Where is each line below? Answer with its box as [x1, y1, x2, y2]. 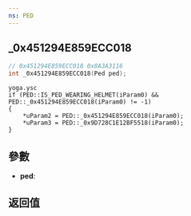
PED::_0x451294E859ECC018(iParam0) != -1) [8, 98, 152, 106]
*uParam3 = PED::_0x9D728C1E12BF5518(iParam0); [22, 119, 184, 128]
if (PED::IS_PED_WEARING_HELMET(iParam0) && [8, 91, 159, 100]
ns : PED [8, 11, 34, 20]
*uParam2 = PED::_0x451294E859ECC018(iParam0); [22, 112, 184, 120]
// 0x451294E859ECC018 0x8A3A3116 [8, 62, 124, 70]
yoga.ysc [8, 84, 38, 92]
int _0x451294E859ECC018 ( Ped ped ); [8, 69, 127, 78]
